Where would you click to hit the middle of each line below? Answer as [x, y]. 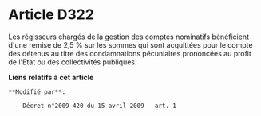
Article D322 [51, 15]
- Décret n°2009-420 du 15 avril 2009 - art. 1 [96, 106]
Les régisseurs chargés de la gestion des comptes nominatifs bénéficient [129, 37]
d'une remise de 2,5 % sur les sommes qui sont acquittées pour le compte [130, 44]
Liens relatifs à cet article [51, 77]
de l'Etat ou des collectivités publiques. [73, 62]
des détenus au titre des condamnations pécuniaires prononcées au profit [130, 53]
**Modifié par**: [37, 92]
